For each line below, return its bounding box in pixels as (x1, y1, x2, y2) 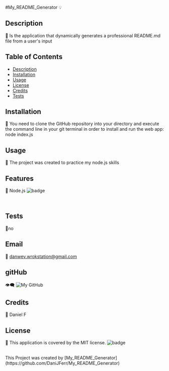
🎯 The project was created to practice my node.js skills (5, 160, 120, 166)
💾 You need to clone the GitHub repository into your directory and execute (5, 121, 159, 127)
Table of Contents (5, 52, 63, 61)
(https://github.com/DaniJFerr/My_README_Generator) (5, 360, 120, 366)
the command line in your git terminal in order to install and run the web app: (5, 126, 164, 132)
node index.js (5, 131, 33, 138)
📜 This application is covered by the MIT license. (5, 340, 106, 346)
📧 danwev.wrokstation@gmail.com (5, 253, 77, 259)
